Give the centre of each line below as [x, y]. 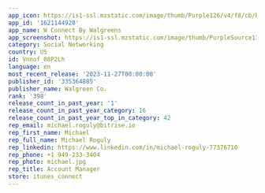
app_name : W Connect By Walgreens [65, 30]
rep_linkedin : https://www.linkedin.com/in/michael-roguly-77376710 [123, 147]
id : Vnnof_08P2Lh [37, 60]
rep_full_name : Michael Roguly [60, 140]
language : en [30, 67]
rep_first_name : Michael [49, 132]
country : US [28, 52]
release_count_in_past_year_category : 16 [77, 111]
